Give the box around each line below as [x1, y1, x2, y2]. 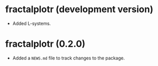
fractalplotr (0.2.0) [5, 38, 86, 50]
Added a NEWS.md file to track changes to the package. [12, 55, 125, 61]
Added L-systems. [12, 20, 51, 26]
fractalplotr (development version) [5, 4, 153, 15]
